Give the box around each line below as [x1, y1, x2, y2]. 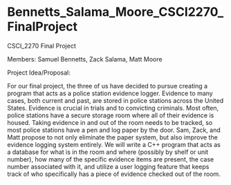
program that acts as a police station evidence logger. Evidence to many [7, 89, 213, 97]
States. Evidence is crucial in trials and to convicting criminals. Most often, [7, 104, 219, 112]
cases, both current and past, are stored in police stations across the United [7, 96, 224, 104]
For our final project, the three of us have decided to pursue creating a [7, 81, 208, 90]
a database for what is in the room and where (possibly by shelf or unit [7, 148, 209, 156]
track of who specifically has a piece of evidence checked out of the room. [7, 170, 221, 178]
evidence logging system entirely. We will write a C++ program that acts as [7, 140, 221, 148]
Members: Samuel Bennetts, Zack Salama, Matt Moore [7, 55, 163, 63]
